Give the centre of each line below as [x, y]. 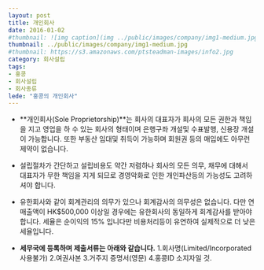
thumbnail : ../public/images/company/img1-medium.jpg [98, 45]
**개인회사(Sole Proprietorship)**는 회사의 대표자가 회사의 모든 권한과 [128, 120]
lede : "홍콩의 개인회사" [43, 96]
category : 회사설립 [37, 60]
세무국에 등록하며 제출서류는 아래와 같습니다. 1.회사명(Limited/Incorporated [136, 248]
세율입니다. [37, 231]
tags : [17, 67]
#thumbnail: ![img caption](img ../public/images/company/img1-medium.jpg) [135, 37]
